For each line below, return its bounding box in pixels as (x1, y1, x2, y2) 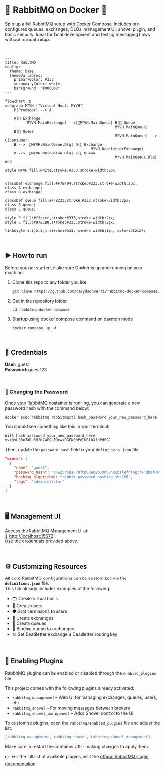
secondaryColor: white (14, 81, 60, 86)
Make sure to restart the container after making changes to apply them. (5, 743, 150, 749)
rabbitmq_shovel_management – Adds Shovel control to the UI (12, 710, 134, 716)
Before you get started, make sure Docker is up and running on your (5, 264, 143, 270)
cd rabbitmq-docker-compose (12, 307, 70, 312)
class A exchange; (5, 185, 43, 190)
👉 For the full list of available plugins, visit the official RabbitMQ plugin (5, 753, 149, 759)
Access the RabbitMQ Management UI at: (5, 528, 89, 534)
